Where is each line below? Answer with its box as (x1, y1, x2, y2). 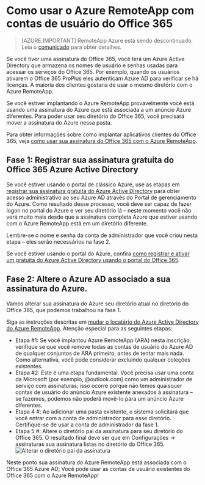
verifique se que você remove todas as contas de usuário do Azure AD (15, 343, 193, 350)
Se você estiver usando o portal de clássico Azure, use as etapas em (6, 181, 180, 188)
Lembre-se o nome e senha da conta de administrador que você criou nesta (6, 232, 198, 239)
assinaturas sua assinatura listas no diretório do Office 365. (15, 440, 165, 448)
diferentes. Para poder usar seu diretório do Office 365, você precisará (6, 112, 185, 120)
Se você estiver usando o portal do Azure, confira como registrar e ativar (6, 250, 190, 257)
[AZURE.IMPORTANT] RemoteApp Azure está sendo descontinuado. (21, 37, 193, 44)
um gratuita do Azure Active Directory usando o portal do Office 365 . (6, 256, 180, 263)
